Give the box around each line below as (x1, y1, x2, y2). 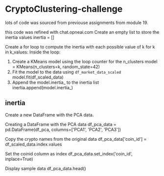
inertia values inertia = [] (5, 34, 55, 40)
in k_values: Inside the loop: (5, 49, 61, 55)
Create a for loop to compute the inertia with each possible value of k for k (5, 44, 155, 50)
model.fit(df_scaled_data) (12, 74, 64, 80)
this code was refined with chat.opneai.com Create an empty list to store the (5, 29, 160, 35)
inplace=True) (5, 156, 33, 162)
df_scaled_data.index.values (5, 141, 62, 147)
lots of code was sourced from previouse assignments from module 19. (5, 20, 148, 25)
